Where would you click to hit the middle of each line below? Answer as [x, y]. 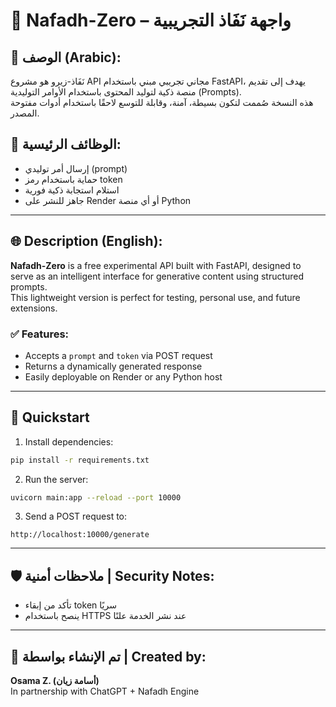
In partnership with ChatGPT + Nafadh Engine [105, 691]
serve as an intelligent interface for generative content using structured [157, 276]
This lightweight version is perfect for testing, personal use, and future [155, 297]
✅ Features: [40, 334]
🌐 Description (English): [86, 241]
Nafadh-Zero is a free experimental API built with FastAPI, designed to [156, 265]
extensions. [34, 308]
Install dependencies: [69, 441]
